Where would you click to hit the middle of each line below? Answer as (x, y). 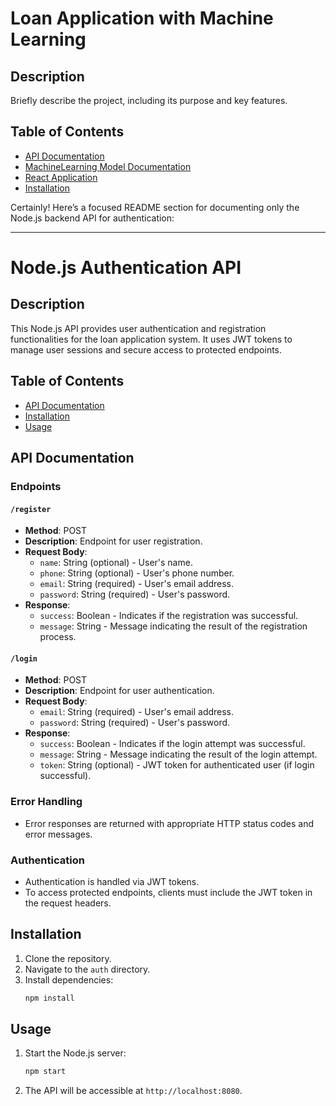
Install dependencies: (69, 979)
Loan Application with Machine (142, 18)
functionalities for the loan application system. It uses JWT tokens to (151, 339)
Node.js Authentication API (126, 268)
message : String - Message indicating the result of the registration (173, 626)
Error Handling (46, 802)
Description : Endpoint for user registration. (113, 541)
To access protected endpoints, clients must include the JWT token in (168, 892)
